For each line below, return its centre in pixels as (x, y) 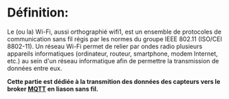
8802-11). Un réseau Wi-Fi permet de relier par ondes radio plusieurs (105, 46)
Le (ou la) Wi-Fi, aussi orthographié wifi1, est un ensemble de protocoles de (115, 32)
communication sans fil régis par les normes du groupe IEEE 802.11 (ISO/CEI (115, 38)
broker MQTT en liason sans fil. (53, 89)
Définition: (38, 13)
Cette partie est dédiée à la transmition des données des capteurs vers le (114, 81)
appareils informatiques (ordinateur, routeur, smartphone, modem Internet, (112, 54)
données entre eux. (35, 68)
